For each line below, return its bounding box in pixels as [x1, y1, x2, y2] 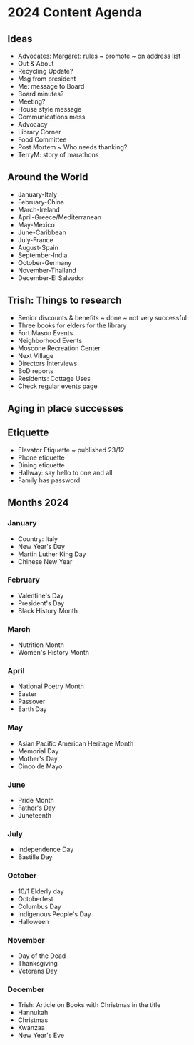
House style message [17, 105, 82, 113]
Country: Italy [17, 534, 58, 543]
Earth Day [17, 705, 47, 713]
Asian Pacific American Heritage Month [17, 739, 134, 748]
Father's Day [17, 803, 56, 812]
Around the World [7, 171, 88, 183]
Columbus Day [17, 902, 62, 911]
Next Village [17, 351, 54, 360]
